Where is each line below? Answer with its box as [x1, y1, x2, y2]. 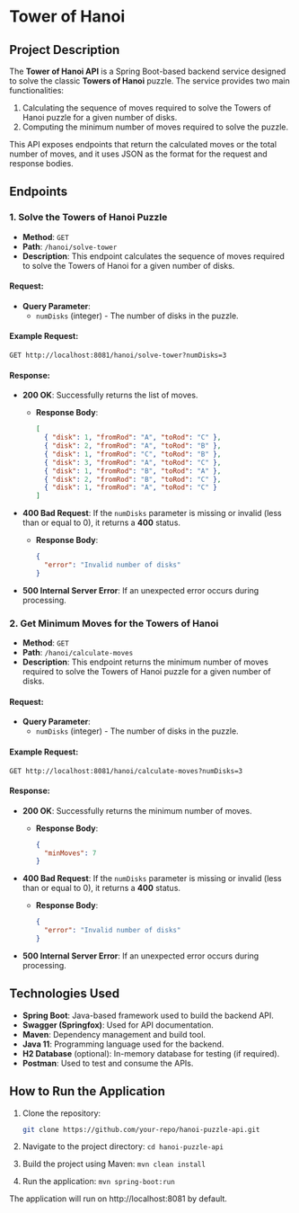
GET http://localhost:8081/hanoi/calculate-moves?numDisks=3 [9, 766, 243, 775]
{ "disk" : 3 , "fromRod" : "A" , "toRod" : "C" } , [43, 458, 222, 467]
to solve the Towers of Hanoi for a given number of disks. [22, 260, 235, 271]
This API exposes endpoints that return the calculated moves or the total [9, 139, 277, 149]
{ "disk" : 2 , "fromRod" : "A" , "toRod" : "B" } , [43, 441, 222, 450]
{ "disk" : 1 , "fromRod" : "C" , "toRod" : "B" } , [43, 450, 222, 459]
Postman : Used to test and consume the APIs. [22, 1057, 194, 1068]
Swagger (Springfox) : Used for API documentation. [22, 1019, 214, 1030]
